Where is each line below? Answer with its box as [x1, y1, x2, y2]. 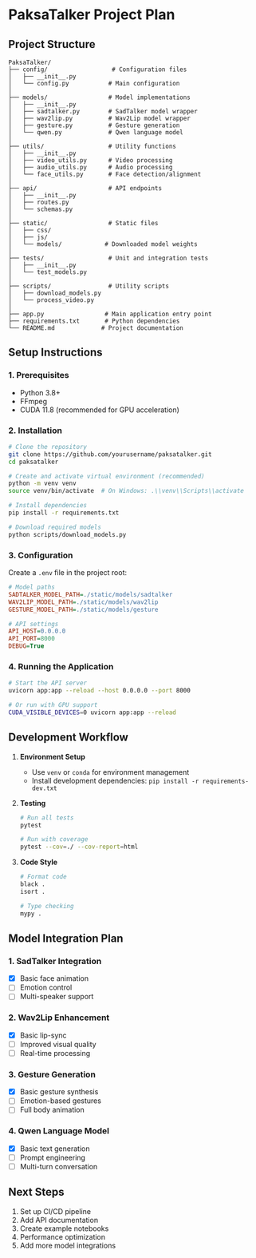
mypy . [19, 909, 42, 918]
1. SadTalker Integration [8, 955, 102, 966]
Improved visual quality [19, 1039, 97, 1049]
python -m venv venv [8, 479, 77, 488]
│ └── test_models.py [8, 268, 88, 276]
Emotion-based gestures [19, 1096, 102, 1105]
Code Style [19, 857, 58, 867]
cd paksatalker [8, 458, 59, 466]
